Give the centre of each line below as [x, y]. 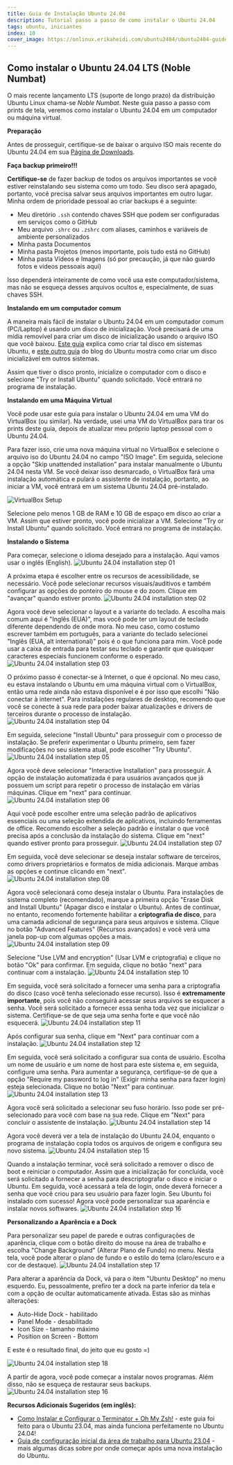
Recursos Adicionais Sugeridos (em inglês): [72, 1405]
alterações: [23, 1300]
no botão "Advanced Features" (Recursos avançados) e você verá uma [109, 929]
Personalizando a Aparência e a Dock [62, 1221]
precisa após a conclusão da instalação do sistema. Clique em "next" [106, 835]
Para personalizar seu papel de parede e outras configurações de [101, 1235]
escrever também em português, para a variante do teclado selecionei [107, 633]
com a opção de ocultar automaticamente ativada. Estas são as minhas [109, 1293]
